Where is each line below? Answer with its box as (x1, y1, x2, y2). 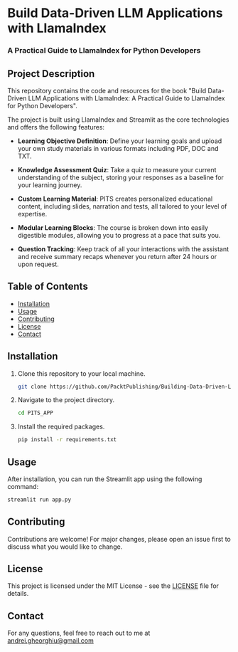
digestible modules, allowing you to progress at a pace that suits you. (17, 231, 221, 239)
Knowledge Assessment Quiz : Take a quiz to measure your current (17, 165, 217, 174)
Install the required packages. (17, 422, 105, 431)
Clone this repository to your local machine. (17, 369, 146, 378)
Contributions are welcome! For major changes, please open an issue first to (7, 535, 231, 543)
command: (7, 482, 39, 490)
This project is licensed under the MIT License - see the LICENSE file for (7, 582, 219, 590)
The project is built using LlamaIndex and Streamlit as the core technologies (7, 115, 229, 124)
